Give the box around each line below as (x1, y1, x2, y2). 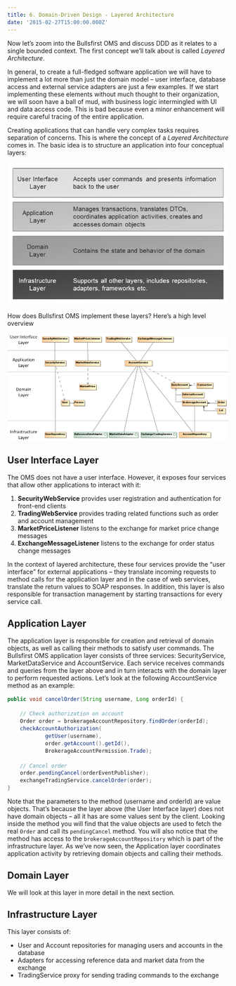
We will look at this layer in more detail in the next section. (7, 888, 176, 897)
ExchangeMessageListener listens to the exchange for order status (17, 539, 215, 547)
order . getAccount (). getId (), (44, 739, 131, 747)
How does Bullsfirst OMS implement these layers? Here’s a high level (7, 311, 206, 320)
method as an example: (7, 681, 75, 690)
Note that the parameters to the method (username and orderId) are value (7, 797, 221, 806)
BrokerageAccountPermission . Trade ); (44, 747, 152, 754)
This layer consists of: (7, 927, 72, 935)
